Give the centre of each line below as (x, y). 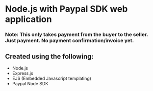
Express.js (23, 73)
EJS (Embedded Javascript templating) (52, 78)
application (29, 19)
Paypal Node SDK (30, 83)
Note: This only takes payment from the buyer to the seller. (76, 35)
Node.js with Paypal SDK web (66, 9)
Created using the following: (50, 56)
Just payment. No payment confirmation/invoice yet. (70, 41)
